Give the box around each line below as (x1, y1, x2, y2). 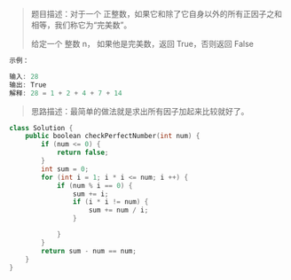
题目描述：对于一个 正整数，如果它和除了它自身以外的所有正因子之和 (30, 9, 282, 19)
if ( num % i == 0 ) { (56, 181, 133, 190)
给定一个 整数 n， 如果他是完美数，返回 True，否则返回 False (30, 39, 255, 49)
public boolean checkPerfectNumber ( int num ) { (25, 132, 201, 141)
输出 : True (9, 80, 47, 89)
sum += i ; (72, 190, 109, 198)
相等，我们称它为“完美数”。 (30, 19, 132, 30)
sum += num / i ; (88, 206, 149, 215)
